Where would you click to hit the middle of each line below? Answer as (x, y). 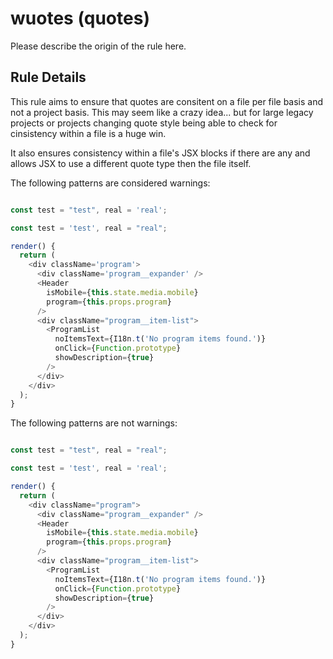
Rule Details (48, 77)
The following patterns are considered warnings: (110, 183)
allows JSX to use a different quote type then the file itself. (131, 163)
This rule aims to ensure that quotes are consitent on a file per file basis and (167, 101)
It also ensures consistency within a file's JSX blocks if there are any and (160, 153)
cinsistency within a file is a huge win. (88, 133)
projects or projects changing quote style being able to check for (144, 123)
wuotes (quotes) (80, 18)
